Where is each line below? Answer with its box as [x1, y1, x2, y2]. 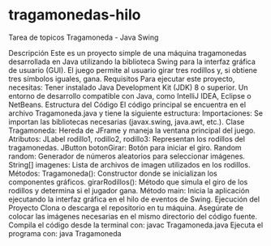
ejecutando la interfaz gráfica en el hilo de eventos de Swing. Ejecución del [8, 194, 260, 204]
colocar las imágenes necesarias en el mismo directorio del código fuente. [8, 211, 258, 221]
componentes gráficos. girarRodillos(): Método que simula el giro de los [8, 176, 248, 187]
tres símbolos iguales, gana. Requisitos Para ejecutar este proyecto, [8, 74, 235, 83]
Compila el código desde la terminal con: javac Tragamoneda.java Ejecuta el [8, 220, 264, 230]
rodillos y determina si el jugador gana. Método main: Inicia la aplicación [8, 185, 250, 195]
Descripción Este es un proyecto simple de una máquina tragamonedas [8, 48, 247, 57]
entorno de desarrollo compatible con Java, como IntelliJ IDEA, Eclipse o [8, 91, 252, 100]
